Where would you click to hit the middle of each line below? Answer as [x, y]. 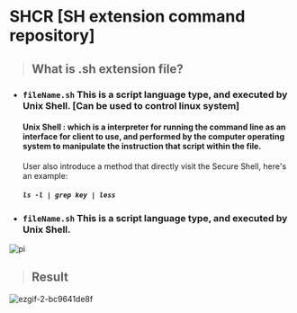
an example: [45, 175]
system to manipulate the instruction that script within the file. [142, 147]
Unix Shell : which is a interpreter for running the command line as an [154, 127]
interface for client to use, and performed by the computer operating [153, 137]
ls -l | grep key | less [69, 195]
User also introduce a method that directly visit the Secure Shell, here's [154, 166]
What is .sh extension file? [107, 69]
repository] [52, 36]
